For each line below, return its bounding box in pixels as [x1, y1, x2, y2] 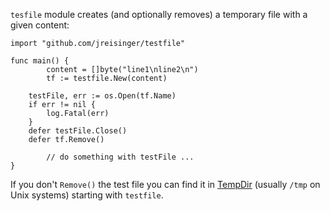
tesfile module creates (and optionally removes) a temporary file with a [10, 9, 308, 20]
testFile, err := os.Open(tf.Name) [28, 91, 177, 101]
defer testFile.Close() [28, 126, 128, 136]
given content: [10, 19, 70, 31]
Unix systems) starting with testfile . [10, 189, 164, 201]
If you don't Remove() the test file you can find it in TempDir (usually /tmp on [10, 179, 321, 190]
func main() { [10, 56, 70, 66]
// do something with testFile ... [46, 152, 195, 162]
